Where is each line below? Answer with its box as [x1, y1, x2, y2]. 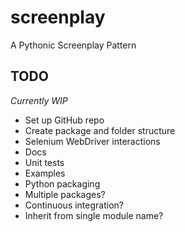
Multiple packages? [24, 188, 106, 200]
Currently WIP [10, 94, 68, 106]
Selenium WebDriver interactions [24, 135, 161, 147]
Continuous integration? [24, 199, 124, 211]
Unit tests [24, 156, 65, 168]
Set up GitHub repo [24, 114, 105, 126]
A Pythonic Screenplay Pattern [10, 39, 137, 51]
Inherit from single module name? [24, 209, 164, 221]
